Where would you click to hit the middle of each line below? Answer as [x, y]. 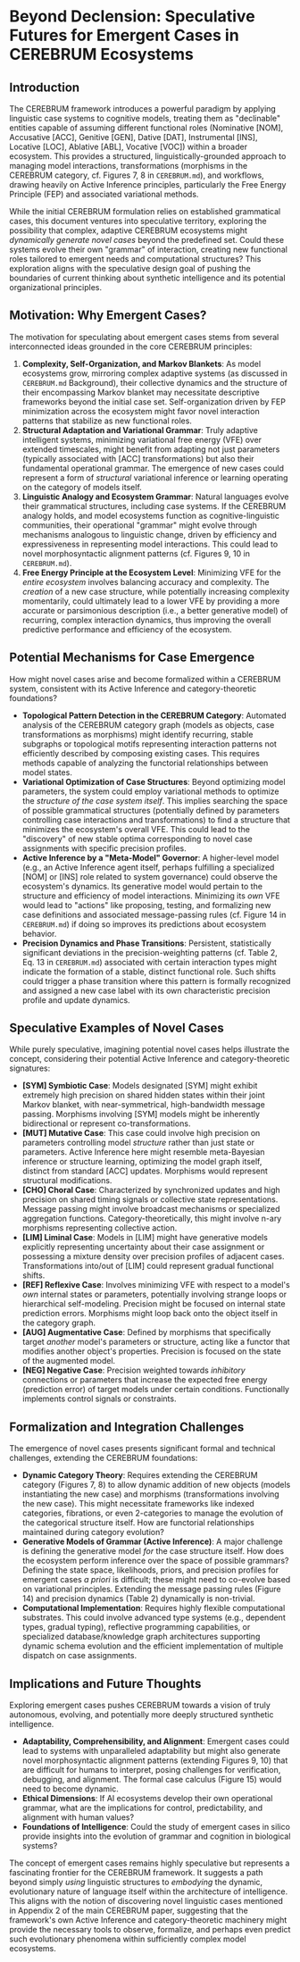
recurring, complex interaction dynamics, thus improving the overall [146, 620]
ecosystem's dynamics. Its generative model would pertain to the [142, 886]
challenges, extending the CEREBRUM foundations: [104, 1458]
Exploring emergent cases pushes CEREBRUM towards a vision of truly [140, 1705]
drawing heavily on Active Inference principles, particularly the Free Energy [148, 184]
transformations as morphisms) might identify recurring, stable [137, 734]
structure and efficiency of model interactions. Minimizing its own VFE [151, 896]
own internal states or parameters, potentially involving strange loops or [154, 1294]
